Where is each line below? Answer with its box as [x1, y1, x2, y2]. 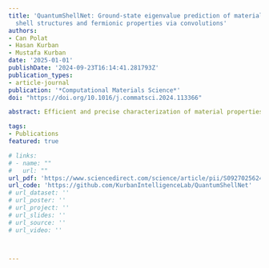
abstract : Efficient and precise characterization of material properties [8, 108, 263, 116]
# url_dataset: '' [8, 189, 70, 197]
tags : [8, 122, 26, 130]
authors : [8, 26, 38, 34]
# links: [8, 151, 38, 160]
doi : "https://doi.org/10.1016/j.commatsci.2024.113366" [8, 94, 203, 102]
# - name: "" [8, 159, 52, 167]
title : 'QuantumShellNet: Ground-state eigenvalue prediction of [8, 11, 231, 20]
